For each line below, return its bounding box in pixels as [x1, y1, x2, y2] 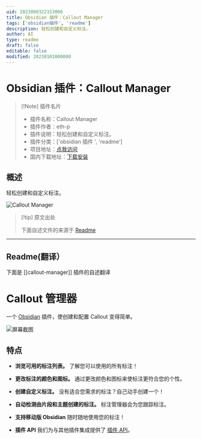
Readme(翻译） [6, 251, 65, 262]
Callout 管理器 [6, 292, 77, 306]
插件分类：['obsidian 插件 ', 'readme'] [29, 138, 123, 145]
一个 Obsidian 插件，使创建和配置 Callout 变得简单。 [6, 313, 136, 320]
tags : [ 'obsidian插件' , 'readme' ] [6, 20, 91, 26]
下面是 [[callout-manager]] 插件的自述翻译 [6, 269, 111, 276]
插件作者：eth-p [29, 123, 70, 130]
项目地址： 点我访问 [29, 145, 78, 152]
